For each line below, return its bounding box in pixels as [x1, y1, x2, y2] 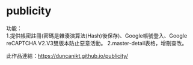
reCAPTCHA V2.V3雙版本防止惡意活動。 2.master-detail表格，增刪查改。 [6, 39, 188, 47]
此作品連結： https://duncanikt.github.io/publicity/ [6, 52, 128, 59]
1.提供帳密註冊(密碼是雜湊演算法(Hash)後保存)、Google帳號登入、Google [6, 32, 188, 39]
